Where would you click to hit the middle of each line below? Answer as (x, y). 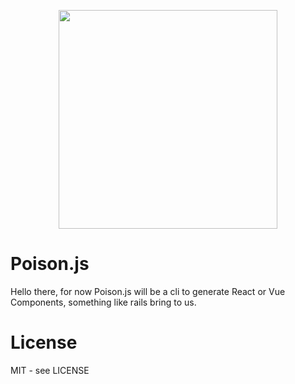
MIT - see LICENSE (50, 370)
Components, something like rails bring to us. (103, 302)
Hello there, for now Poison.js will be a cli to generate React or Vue (148, 291)
